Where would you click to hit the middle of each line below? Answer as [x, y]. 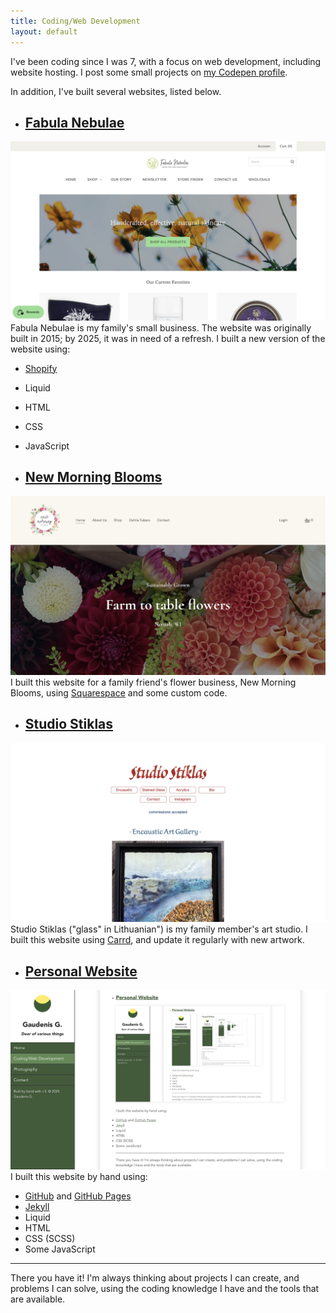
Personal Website [81, 971]
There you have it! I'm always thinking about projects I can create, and [155, 1277]
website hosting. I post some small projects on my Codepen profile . [149, 72]
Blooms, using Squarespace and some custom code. [119, 693]
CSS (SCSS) [50, 1238]
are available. [38, 1299]
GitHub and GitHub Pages [78, 1196]
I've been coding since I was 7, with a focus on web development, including [166, 61]
